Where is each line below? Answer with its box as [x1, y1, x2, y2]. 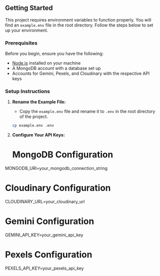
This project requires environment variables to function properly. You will [5, 17, 151, 23]
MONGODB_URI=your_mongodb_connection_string [5, 165, 108, 171]
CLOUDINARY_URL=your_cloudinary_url [5, 199, 85, 205]
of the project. [19, 114, 48, 119]
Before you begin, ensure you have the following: [5, 51, 104, 57]
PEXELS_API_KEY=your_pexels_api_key [5, 265, 84, 271]
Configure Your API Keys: [12, 132, 65, 138]
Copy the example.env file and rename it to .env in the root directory [19, 109, 155, 115]
